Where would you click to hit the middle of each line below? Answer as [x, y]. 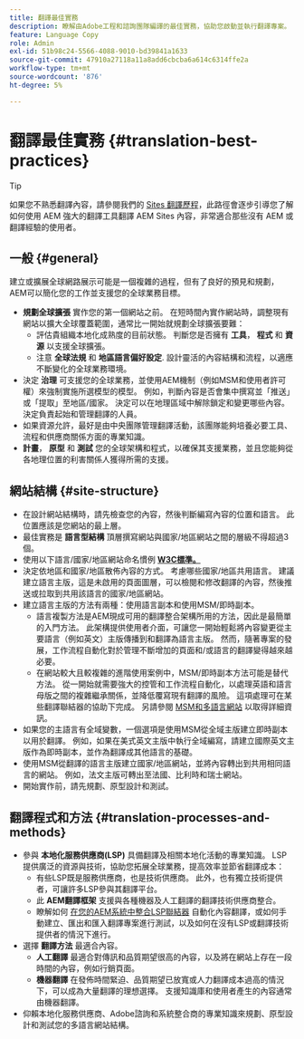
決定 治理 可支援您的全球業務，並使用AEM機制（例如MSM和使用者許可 [154, 380]
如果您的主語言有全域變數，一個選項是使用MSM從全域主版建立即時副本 [155, 729]
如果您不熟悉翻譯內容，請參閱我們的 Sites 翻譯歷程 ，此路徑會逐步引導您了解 [152, 204]
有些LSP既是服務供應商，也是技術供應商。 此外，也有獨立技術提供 [159, 878]
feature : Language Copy [54, 34]
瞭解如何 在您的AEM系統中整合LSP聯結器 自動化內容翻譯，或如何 [157, 912]
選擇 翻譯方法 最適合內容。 [72, 946]
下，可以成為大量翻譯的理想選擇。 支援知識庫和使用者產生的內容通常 [164, 991]
